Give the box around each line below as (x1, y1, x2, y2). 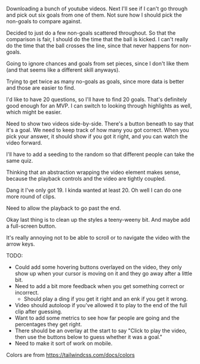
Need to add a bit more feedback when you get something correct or (14, 283, 184, 289)
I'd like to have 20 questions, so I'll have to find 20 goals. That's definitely (6, 96, 187, 103)
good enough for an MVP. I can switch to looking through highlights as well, (6, 102, 192, 109)
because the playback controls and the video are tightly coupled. (6, 175, 166, 182)
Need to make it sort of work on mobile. (14, 340, 113, 347)
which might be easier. (6, 109, 62, 115)
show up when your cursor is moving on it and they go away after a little (14, 270, 193, 277)
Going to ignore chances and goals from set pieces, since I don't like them (6, 60, 189, 67)
